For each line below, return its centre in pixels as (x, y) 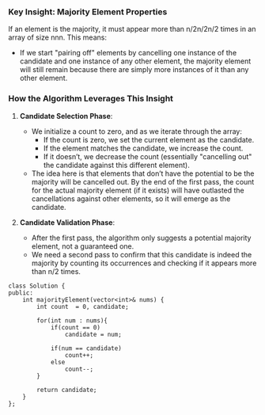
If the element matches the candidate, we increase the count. (143, 148)
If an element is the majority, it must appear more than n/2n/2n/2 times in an (132, 29)
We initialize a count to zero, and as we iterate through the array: (137, 131)
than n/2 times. (56, 271)
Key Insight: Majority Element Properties (88, 12)
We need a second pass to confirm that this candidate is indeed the (142, 254)
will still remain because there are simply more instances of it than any (134, 70)
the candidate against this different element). (116, 165)
